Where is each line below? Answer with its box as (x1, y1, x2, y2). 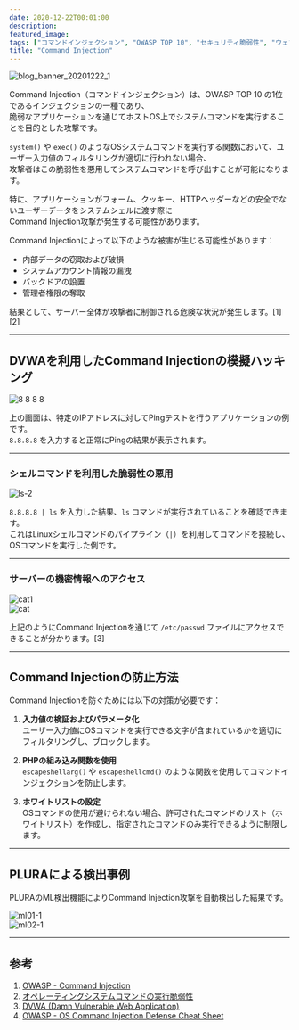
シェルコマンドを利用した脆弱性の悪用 (9, 467, 174, 480)
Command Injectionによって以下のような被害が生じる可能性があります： (9, 235, 275, 246)
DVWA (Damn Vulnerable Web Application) (21, 1001, 180, 1011)
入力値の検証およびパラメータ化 (21, 714, 140, 725)
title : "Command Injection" (9, 46, 114, 55)
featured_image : (9, 29, 69, 38)
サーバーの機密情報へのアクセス (9, 573, 146, 585)
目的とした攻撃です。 (24, 122, 102, 134)
